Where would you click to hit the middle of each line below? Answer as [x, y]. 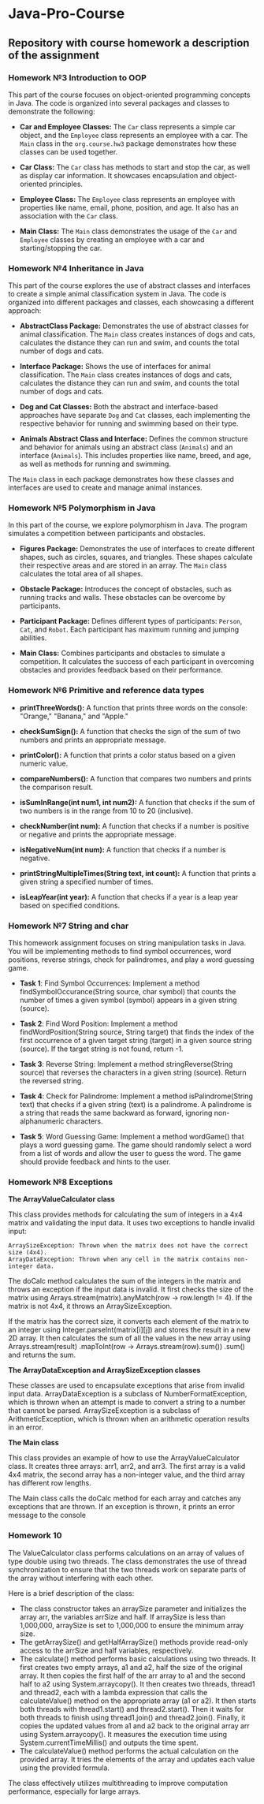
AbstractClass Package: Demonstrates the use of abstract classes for [134, 326]
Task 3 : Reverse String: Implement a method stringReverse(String [126, 1064]
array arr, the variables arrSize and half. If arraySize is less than [123, 1616]
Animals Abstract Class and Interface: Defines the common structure [134, 439]
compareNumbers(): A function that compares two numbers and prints [136, 778]
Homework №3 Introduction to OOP [78, 77]
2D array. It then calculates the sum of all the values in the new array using [129, 1338]
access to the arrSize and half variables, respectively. [106, 1650]
